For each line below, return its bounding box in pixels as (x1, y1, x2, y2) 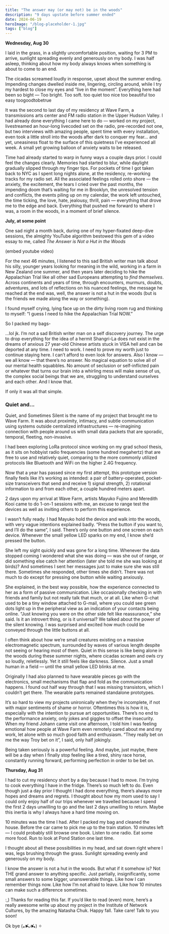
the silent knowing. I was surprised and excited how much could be (5, 622, 145, 628)
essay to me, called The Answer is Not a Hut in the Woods (5, 239, 126, 245)
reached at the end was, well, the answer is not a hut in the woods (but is (5, 290, 157, 296)
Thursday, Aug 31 (5, 767, 43, 773)
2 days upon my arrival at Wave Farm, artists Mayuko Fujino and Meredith (5, 496, 158, 502)
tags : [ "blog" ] (5, 26, 37, 31)
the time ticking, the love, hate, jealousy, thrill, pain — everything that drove (5, 198, 161, 204)
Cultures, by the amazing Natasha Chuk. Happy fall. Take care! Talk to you (5, 908, 159, 914)
